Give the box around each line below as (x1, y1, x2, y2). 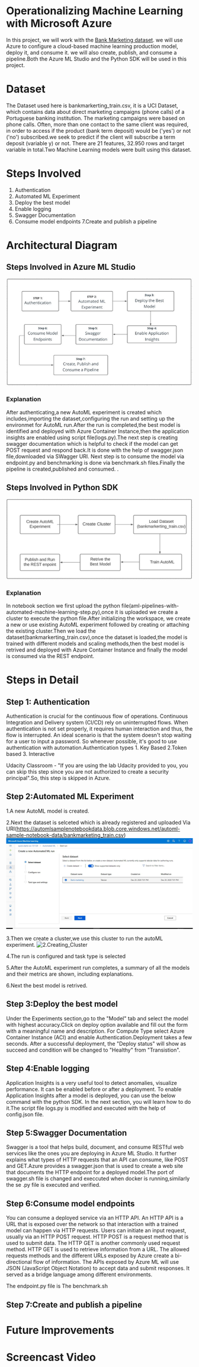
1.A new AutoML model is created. (6, 807, 90, 815)
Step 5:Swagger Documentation (6, 1128, 127, 1138)
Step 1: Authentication (6, 697, 90, 707)
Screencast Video (6, 1350, 96, 1364)
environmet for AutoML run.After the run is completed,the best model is (6, 421, 181, 428)
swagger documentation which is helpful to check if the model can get (6, 440, 179, 447)
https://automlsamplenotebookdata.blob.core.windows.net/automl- (17, 825, 181, 832)
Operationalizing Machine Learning (6, 4, 184, 18)
